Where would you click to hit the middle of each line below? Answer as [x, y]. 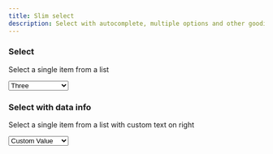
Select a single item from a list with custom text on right [102, 125]
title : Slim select [41, 16]
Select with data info [50, 107]
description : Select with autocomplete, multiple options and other [127, 24]
